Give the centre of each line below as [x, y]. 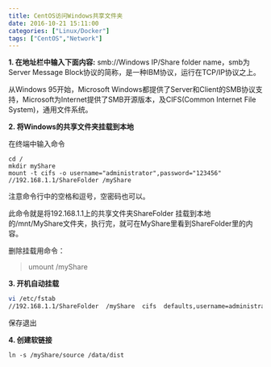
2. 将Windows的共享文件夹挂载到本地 [71, 127]
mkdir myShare [32, 166]
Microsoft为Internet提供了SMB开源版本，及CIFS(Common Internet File [139, 100]
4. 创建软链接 [30, 340]
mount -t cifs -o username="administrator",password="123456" [115, 173]
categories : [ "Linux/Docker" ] [59, 31]
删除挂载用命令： [37, 251]
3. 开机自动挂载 [34, 284]
